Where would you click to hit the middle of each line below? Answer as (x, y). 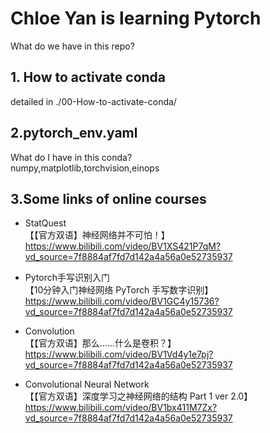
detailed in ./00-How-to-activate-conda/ (93, 101)
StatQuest (45, 223)
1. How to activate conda (88, 77)
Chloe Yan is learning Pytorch (136, 18)
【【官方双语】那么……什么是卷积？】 (100, 343)
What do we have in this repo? (72, 46)
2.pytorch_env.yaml (74, 133)
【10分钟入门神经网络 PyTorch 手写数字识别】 (119, 290)
